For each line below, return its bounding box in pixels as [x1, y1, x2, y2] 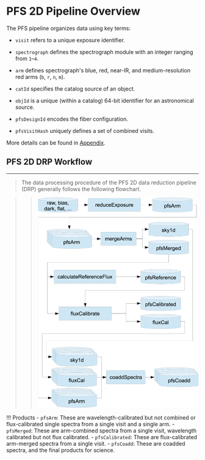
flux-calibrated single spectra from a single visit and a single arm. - [6, 421, 175, 428]
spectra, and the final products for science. [6, 447, 115, 454]
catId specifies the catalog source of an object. [15, 85, 135, 92]
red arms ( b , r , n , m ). [15, 73, 65, 80]
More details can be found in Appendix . [6, 139, 106, 146]
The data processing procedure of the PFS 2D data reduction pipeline [21, 179, 196, 186]
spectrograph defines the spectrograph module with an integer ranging [15, 48, 193, 56]
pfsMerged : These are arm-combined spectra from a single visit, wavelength [6, 427, 197, 434]
